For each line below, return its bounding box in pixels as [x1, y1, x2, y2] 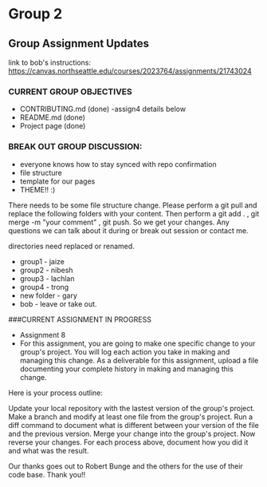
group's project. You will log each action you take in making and [19, 346, 230, 356]
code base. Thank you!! [8, 469, 86, 479]
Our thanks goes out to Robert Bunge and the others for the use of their [8, 461, 243, 471]
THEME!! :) [19, 184, 56, 194]
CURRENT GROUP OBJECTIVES [8, 85, 133, 97]
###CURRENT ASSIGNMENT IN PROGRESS [8, 315, 151, 324]
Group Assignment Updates [8, 37, 150, 50]
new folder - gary [19, 291, 78, 300]
